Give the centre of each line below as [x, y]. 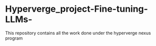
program [14, 38]
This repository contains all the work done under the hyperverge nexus [78, 33]
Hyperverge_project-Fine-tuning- [77, 9]
